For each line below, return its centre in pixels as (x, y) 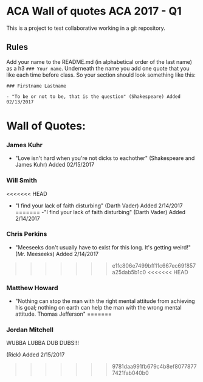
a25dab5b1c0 (129, 272)
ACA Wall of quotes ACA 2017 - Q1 (94, 11)
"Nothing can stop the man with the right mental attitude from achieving (105, 301)
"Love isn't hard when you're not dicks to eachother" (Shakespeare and (105, 158)
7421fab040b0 (130, 373)
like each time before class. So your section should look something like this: (101, 75)
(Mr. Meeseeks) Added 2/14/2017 (57, 254)
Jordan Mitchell (30, 330)
